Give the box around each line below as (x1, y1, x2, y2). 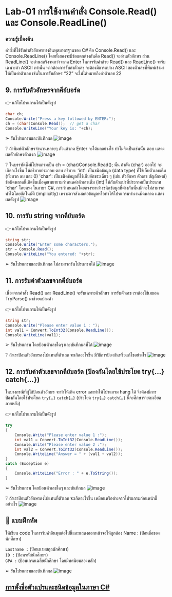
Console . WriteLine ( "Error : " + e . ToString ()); (14, 471, 118, 476)
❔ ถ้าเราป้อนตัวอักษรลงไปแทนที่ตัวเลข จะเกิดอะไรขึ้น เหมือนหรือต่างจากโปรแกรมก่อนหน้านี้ (5, 495, 158, 501)
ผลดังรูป (5, 196, 20, 202)
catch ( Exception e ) (5, 461, 50, 466)
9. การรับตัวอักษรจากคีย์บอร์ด (5, 85, 81, 94)
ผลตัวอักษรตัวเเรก (5, 151, 36, 157)
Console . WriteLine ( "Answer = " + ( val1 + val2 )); (14, 451, 123, 457)
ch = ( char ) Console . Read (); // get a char (5, 121, 100, 126)
